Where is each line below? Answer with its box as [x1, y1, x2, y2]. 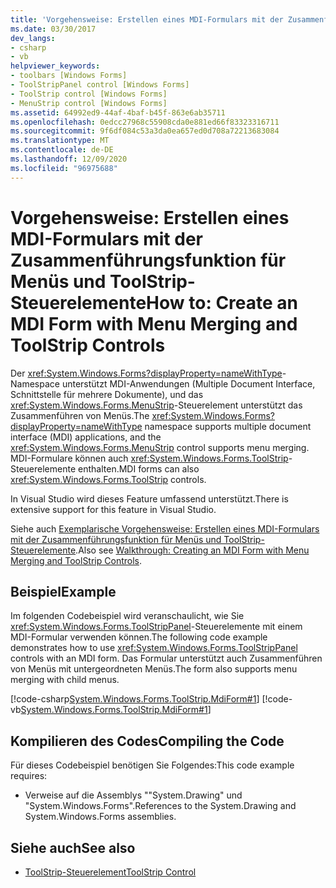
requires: [10, 770, 48, 782]
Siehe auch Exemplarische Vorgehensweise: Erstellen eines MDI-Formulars [10, 522, 320, 535]
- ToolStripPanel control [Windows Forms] [10, 80, 190, 90]
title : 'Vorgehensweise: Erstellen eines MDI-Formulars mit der [10, 14, 284, 25]
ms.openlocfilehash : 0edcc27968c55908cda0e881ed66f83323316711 [10, 117, 280, 127]
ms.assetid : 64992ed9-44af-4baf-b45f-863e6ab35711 [10, 107, 226, 118]
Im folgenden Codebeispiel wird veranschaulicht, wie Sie [10, 610, 245, 622]
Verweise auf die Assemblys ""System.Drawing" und [24, 789, 243, 801]
